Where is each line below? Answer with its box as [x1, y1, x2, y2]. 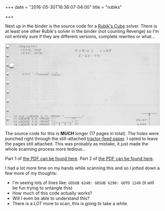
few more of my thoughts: [5, 170, 57, 176]
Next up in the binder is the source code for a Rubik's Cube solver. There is [5, 23, 157, 29]
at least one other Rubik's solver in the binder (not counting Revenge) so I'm [5, 28, 159, 34]
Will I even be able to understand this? [12, 195, 90, 201]
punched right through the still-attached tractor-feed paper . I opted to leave [5, 136, 158, 141]
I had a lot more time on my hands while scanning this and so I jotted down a [5, 165, 160, 171]
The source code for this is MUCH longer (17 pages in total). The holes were [5, 130, 159, 136]
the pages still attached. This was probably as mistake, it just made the [5, 141, 149, 146]
